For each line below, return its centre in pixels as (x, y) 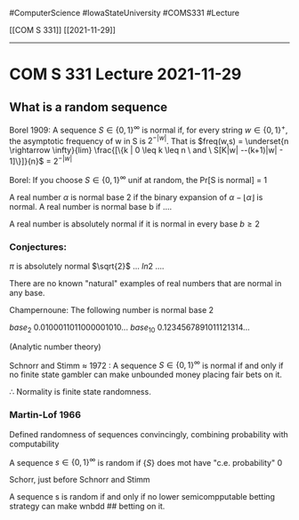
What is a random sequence (89, 107)
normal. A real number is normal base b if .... (91, 206)
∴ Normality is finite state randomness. (80, 392)
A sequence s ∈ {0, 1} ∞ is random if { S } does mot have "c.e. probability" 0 (146, 461)
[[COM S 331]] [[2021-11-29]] (62, 30)
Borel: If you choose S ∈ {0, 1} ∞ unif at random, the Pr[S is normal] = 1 (138, 179)
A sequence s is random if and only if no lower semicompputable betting (142, 497)
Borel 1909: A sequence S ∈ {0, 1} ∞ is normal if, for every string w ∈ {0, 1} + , (149, 129)
